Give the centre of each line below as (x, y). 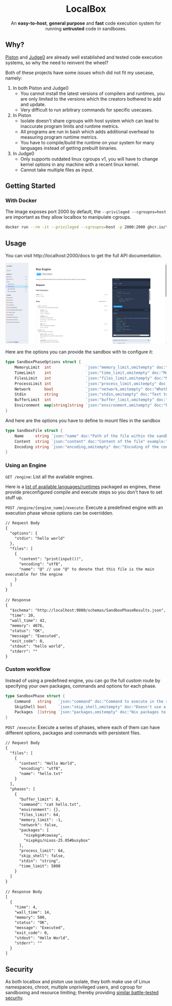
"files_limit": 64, (39, 815)
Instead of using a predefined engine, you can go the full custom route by (83, 680)
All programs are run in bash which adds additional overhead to (87, 131)
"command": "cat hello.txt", (50, 805)
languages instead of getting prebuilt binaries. (69, 148)
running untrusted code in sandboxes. (86, 28)
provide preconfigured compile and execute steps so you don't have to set (84, 492)
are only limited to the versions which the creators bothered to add (91, 99)
